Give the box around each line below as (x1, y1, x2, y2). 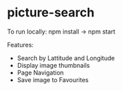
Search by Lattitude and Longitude (16, 53, 115, 62)
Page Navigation (16, 68, 64, 77)
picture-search (7, 5, 95, 21)
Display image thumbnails (16, 61, 90, 69)
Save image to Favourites (16, 75, 89, 83)
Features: (7, 40, 34, 49)
